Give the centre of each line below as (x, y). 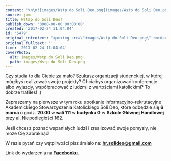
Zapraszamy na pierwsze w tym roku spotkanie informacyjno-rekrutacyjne (83, 102)
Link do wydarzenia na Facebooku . (42, 153)
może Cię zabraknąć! (27, 133)
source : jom (18, 15)
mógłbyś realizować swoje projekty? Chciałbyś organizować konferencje (81, 82)
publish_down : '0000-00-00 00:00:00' (45, 24)
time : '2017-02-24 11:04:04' (36, 48)
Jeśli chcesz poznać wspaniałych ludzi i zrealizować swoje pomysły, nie (81, 128)
